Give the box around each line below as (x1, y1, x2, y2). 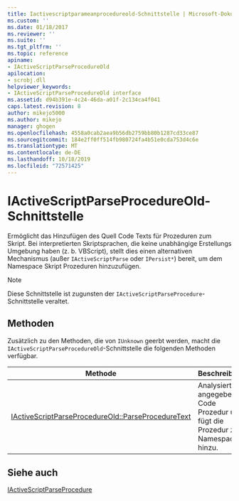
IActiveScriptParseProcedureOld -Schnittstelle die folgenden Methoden (7, 344, 216, 352)
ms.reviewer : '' (7, 30, 55, 38)
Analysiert (198, 380, 233, 390)
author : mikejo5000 (7, 109, 65, 117)
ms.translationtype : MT (7, 143, 78, 150)
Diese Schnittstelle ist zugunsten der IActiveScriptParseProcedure (7, 289, 203, 298)
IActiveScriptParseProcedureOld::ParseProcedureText (11, 411, 191, 421)
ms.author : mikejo (7, 116, 62, 123)
